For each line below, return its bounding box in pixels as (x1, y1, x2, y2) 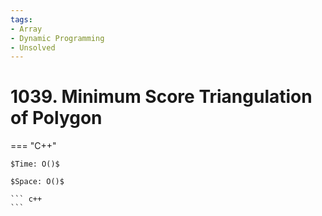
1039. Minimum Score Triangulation (10, 86, 313, 108)
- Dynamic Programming (10, 33, 105, 43)
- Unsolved (10, 42, 56, 53)
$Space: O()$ (10, 177, 65, 187)
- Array (10, 24, 43, 34)
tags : (10, 14, 33, 25)
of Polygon (10, 107, 103, 130)
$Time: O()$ (10, 159, 60, 170)
